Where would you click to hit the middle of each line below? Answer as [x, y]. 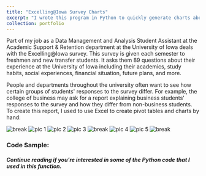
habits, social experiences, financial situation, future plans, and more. [94, 73]
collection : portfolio [35, 23]
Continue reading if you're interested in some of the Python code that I [98, 159]
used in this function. [34, 166]
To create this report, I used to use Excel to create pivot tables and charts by [103, 111]
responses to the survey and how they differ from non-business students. [99, 105]
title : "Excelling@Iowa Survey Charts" [57, 12]
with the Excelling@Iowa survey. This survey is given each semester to [96, 54]
